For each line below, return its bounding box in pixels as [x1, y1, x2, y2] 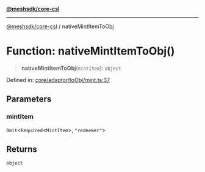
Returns [6, 144, 38, 155]
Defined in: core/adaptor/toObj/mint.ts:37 [6, 76, 110, 83]
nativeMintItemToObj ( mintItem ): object [21, 64, 121, 72]
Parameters [6, 94, 52, 105]
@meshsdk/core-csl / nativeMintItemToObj [6, 23, 114, 30]
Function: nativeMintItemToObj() [6, 44, 175, 58]
